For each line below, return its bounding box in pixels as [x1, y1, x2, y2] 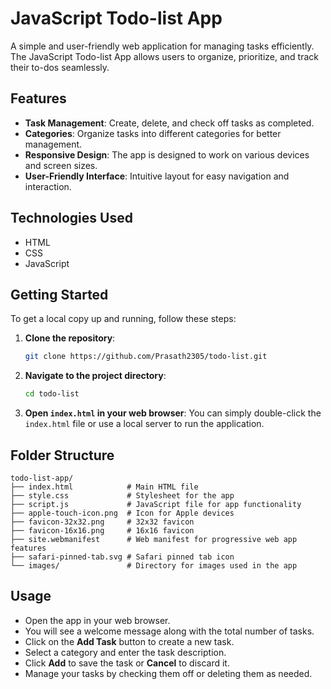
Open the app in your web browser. [24, 614, 171, 626]
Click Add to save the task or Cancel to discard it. [24, 657, 230, 669]
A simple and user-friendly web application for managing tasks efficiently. [10, 40, 315, 52]
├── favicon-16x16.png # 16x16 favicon [10, 525, 195, 536]
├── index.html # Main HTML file [10, 482, 199, 492]
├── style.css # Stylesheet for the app [10, 490, 235, 501]
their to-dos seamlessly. [10, 61, 110, 73]
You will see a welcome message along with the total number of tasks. [24, 625, 315, 637]
